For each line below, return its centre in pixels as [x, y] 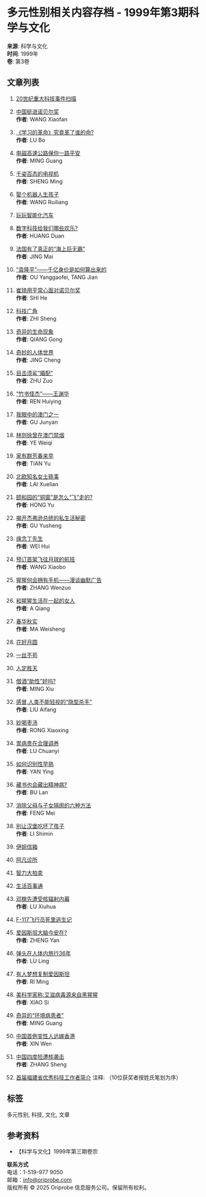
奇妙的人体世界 [35, 352]
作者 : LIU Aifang [36, 709]
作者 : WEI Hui [33, 546]
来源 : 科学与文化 [27, 46]
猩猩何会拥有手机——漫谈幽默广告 [59, 579]
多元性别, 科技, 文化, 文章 [38, 1114]
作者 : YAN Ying [35, 771]
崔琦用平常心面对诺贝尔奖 [48, 290]
